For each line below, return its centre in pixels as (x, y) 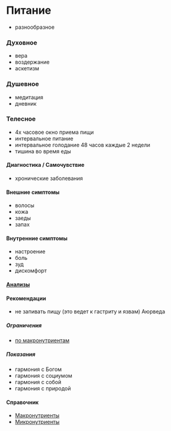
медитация (29, 97)
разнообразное (35, 27)
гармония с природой (43, 388)
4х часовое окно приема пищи (54, 132)
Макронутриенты (37, 415)
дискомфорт (31, 271)
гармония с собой (38, 382)
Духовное (22, 43)
